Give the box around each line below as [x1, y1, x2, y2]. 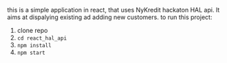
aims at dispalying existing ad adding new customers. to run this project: [7, 13, 213, 21]
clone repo [17, 27, 48, 34]
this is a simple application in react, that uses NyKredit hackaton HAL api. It [7, 6, 220, 14]
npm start [17, 49, 46, 56]
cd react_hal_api [17, 35, 67, 42]
